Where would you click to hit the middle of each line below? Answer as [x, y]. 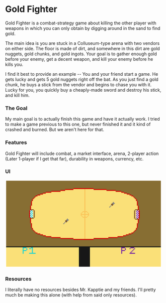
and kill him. [17, 95]
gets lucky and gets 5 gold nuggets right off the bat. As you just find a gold [82, 79]
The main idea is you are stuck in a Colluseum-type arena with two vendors [83, 43]
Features [16, 143]
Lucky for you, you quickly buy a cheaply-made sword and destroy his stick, [83, 90]
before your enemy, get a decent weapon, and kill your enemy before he [79, 59]
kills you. [14, 64]
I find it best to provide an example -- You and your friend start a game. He [82, 74]
